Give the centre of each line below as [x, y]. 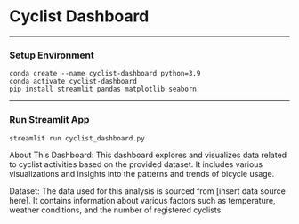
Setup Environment [52, 55]
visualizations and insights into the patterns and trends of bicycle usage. [142, 173]
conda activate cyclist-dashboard [73, 82]
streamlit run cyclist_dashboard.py [77, 138]
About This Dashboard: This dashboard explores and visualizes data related [148, 155]
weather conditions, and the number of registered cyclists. [117, 210]
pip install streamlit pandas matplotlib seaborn [103, 89]
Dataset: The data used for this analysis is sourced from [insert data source [148, 191]
